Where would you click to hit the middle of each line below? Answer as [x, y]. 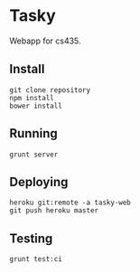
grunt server [34, 155]
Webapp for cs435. [45, 41]
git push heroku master [54, 211]
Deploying [39, 182]
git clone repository [50, 90]
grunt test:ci [36, 259]
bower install [36, 106]
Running [34, 133]
